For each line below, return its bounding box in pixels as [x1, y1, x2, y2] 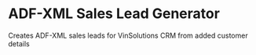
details [8, 38, 30, 48]
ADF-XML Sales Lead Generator [8, 5, 220, 23]
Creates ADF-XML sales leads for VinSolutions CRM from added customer [8, 31, 249, 40]
